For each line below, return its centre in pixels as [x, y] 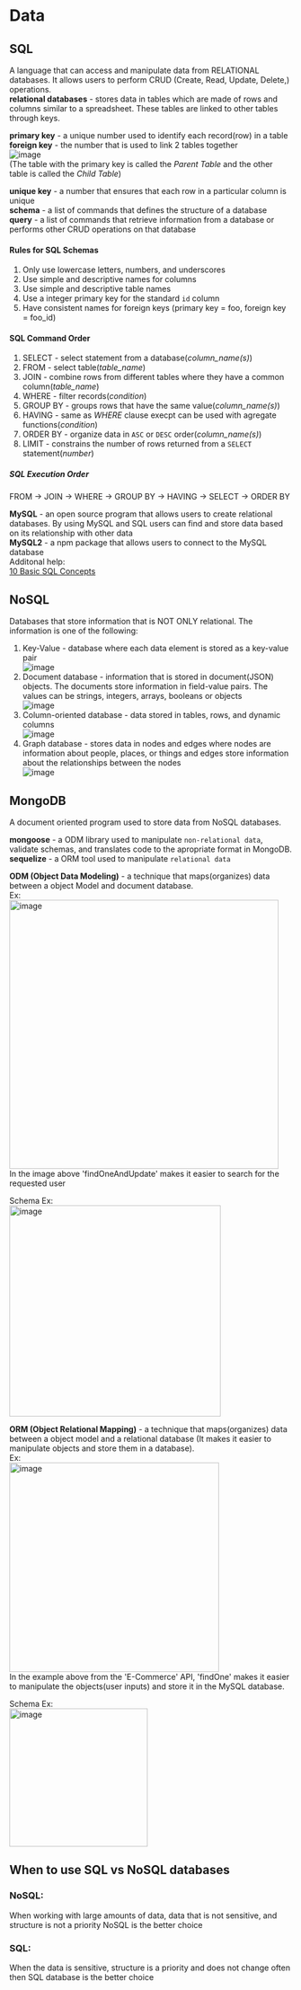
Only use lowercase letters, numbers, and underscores [124, 270]
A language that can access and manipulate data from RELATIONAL [134, 70]
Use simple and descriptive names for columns [109, 279]
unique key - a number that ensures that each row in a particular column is [148, 191]
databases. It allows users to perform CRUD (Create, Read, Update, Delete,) [150, 80]
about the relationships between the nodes [102, 763]
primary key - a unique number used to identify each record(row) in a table [149, 135]
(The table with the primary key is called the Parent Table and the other [141, 164]
